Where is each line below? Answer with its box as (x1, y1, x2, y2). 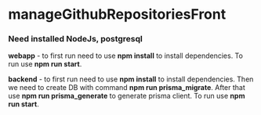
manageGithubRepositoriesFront (8, 5, 227, 23)
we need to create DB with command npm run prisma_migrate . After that (8, 83, 245, 92)
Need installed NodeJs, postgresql (8, 34, 143, 45)
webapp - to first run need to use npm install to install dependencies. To (8, 51, 243, 60)
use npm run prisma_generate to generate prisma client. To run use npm (8, 92, 245, 101)
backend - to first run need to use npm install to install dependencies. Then (8, 74, 254, 84)
